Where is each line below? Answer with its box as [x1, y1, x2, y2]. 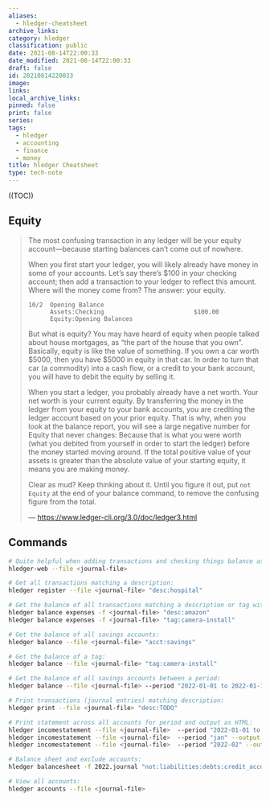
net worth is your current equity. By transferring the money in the [27, 396, 243, 405]
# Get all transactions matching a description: [8, 579, 174, 587]
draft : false [8, 64, 52, 72]
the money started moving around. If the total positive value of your [27, 447, 252, 457]
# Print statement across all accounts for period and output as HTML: [8, 718, 253, 726]
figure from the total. [27, 496, 96, 507]
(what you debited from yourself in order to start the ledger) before [27, 438, 251, 448]
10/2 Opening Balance [27, 301, 104, 309]
